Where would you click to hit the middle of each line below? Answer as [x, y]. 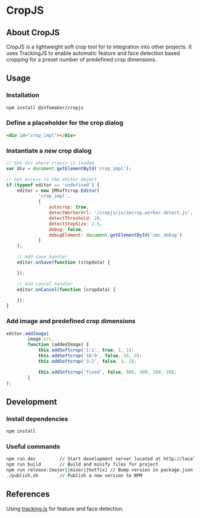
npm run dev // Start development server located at [84, 459]
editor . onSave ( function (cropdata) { [64, 263]
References [28, 494]
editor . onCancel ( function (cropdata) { [66, 289]
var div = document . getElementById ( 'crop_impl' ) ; [69, 168]
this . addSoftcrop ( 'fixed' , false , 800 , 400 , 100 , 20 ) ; [107, 372]
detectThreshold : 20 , [75, 218]
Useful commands [33, 446]
